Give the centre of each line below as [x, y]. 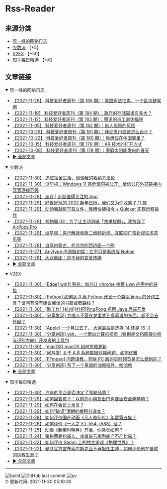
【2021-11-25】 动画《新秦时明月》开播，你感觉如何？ [68, 430]
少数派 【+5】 [27, 47]
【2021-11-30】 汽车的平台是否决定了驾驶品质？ [61, 392]
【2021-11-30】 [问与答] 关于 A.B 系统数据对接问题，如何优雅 [75, 353]
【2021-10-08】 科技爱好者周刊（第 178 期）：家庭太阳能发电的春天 [81, 150]
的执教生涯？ [25, 455]
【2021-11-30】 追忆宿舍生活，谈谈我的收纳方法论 [64, 178]
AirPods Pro [25, 227]
